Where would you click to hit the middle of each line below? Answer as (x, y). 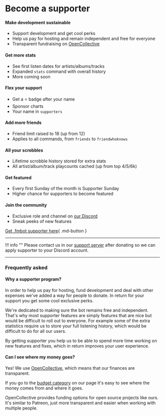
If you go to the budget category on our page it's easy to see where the (77, 383)
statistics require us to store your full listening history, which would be (76, 326)
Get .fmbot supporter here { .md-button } (46, 231)
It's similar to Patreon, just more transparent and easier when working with (80, 403)
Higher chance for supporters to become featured (63, 194)
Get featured (18, 177)
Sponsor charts (28, 106)
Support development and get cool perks (54, 33)
